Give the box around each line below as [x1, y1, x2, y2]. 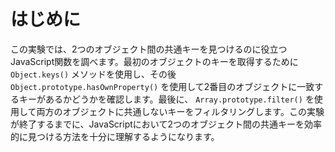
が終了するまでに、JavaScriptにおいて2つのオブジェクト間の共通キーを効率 [10, 118, 322, 130]
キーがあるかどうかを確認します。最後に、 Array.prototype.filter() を [18, 93, 315, 105]
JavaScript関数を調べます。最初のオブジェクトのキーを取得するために [10, 55, 299, 67]
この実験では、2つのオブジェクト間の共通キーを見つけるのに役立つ [10, 43, 288, 55]
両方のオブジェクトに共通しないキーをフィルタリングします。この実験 [36, 105, 325, 117]
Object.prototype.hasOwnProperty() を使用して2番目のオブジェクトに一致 [10, 80, 315, 92]
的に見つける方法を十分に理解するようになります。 [10, 130, 220, 142]
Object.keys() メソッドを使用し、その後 [10, 68, 177, 80]
